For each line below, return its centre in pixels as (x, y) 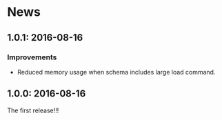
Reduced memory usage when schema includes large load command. (116, 72)
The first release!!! (33, 110)
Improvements (32, 57)
